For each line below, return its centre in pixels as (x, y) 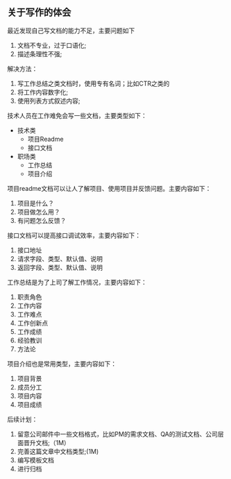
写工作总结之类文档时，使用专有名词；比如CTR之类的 (93, 83)
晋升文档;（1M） (47, 442)
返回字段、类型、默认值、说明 (60, 267)
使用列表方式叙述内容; (49, 101)
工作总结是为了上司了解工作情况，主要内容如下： (77, 282)
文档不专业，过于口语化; (52, 45)
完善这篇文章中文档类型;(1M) (58, 451)
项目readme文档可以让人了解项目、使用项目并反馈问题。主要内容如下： (109, 188)
